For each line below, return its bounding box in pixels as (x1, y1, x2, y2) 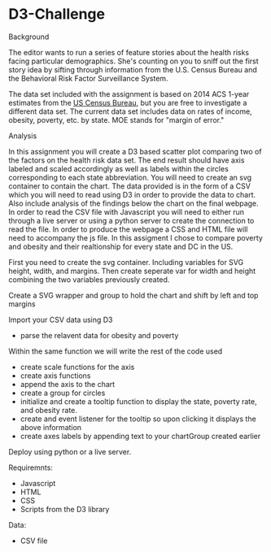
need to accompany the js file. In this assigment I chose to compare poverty (8, 233, 263, 242)
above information (20, 422, 82, 432)
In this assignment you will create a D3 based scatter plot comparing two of (8, 146, 262, 156)
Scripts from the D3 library (20, 504, 110, 514)
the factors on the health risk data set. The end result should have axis (8, 155, 245, 165)
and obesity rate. (20, 405, 77, 415)
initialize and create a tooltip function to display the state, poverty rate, (20, 396, 258, 406)
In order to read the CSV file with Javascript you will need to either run (8, 206, 245, 216)
